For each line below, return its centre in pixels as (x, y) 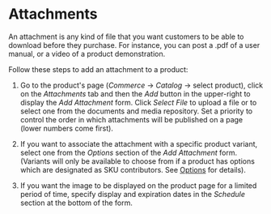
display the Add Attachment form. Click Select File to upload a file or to (138, 102)
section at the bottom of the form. (76, 203)
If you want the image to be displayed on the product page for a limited (138, 185)
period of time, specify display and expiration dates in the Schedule (132, 194)
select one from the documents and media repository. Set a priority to (136, 111)
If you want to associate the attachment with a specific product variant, (139, 143)
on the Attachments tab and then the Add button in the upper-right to (135, 93)
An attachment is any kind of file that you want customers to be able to (126, 36)
